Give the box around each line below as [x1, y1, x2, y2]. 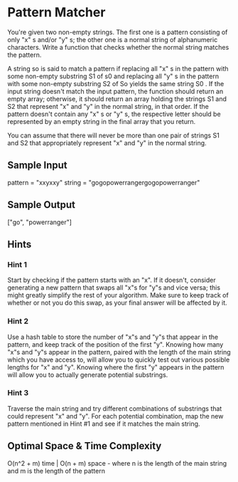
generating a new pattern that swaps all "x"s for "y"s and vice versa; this [7, 283, 221, 292]
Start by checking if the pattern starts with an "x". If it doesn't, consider [7, 276, 216, 285]
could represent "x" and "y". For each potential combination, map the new [7, 412, 224, 420]
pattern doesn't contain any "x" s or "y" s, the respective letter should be [7, 110, 222, 118]
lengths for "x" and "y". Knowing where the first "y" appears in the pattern [7, 362, 225, 371]
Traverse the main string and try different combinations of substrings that [7, 404, 222, 413]
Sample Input [7, 159, 67, 172]
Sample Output [7, 199, 76, 211]
